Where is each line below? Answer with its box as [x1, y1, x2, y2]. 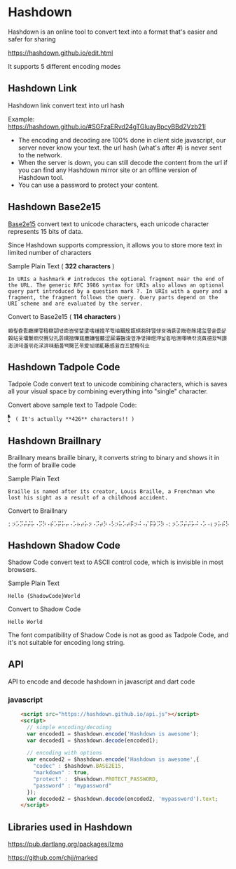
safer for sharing [8, 34, 56, 43]
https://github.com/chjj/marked [8, 854, 98, 862]
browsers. [8, 566, 37, 573]
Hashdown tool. [18, 173, 64, 181]
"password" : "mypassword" [33, 782, 112, 789]
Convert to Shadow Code [8, 605, 81, 613]
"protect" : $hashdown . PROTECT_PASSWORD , [33, 776, 159, 783]
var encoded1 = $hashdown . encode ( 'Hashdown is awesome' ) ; [26, 730, 200, 738]
